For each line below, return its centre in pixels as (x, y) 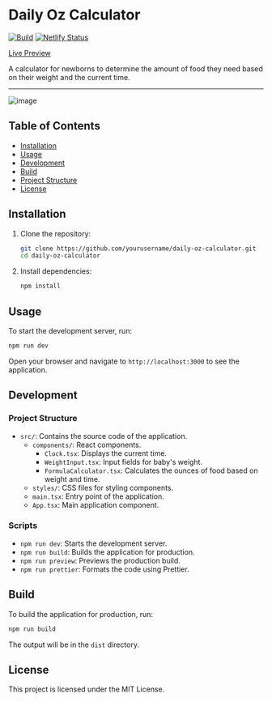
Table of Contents (55, 126)
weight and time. (72, 479)
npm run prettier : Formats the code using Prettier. (104, 569)
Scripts (23, 525)
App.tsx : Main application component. (96, 504)
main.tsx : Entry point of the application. (98, 496)
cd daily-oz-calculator (60, 256)
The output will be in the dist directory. (74, 645)
